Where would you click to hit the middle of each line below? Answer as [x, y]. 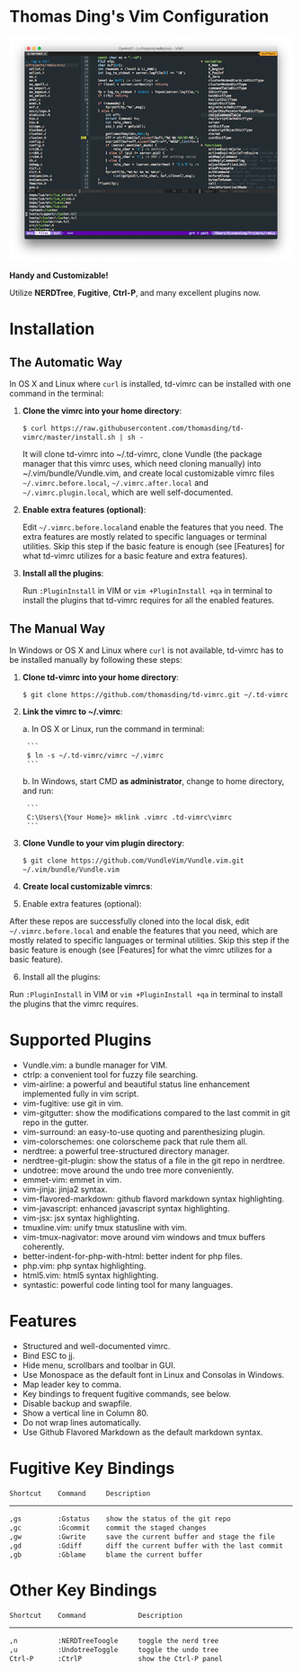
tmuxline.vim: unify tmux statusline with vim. [104, 1227]
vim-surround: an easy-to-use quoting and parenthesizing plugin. [143, 1131]
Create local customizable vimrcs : [87, 886]
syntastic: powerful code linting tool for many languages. [128, 1284]
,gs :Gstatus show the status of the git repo [120, 1519]
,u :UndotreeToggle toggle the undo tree [114, 1649]
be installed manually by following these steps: [96, 659]
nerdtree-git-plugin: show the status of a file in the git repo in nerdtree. [154, 1160]
